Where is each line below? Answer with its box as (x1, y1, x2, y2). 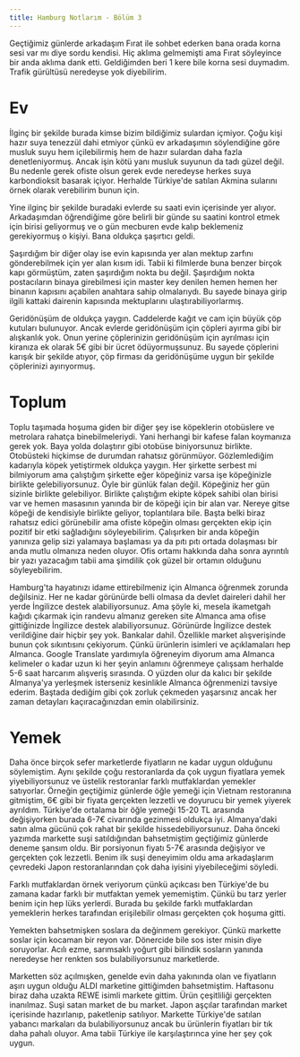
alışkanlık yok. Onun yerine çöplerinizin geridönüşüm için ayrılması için (9, 332, 270, 342)
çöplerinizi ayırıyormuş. (9, 360, 96, 371)
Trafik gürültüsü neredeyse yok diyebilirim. (9, 66, 167, 77)
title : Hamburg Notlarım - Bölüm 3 (9, 13, 142, 22)
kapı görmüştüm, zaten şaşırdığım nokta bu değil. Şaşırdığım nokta (9, 266, 255, 278)
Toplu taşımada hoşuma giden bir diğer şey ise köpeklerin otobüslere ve (9, 421, 275, 432)
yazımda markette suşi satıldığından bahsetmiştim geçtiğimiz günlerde (9, 833, 269, 844)
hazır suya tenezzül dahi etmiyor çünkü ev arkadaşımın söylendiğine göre (9, 136, 280, 148)
